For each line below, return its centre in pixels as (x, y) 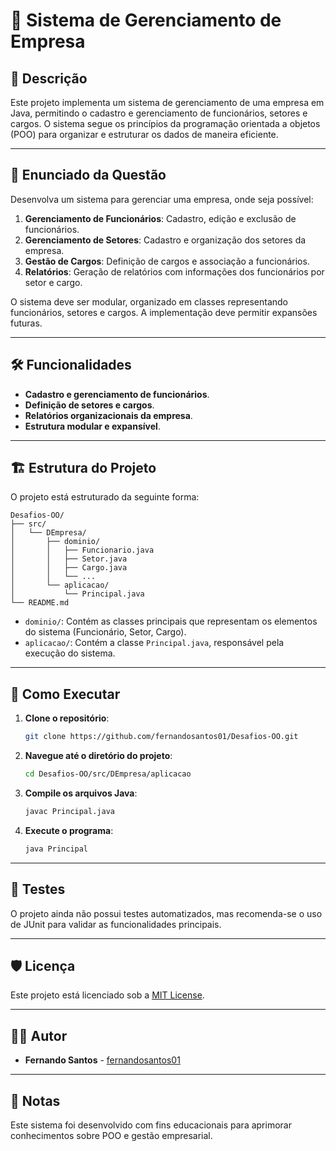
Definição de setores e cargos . (89, 405)
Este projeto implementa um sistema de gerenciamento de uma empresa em (167, 102)
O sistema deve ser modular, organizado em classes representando (149, 301)
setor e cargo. (53, 282)
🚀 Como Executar (65, 694)
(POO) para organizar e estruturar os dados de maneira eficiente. (144, 134)
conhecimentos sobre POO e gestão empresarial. (111, 1135)
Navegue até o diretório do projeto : (98, 756)
